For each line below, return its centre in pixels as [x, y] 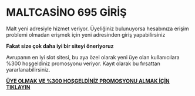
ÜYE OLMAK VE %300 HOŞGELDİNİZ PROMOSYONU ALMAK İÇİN [88, 81]
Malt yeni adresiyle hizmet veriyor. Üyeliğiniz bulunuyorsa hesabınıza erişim [97, 29]
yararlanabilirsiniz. [28, 69]
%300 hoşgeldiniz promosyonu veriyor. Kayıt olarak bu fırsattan [83, 63]
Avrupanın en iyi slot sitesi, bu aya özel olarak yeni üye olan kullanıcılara [93, 57]
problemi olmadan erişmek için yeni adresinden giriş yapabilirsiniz [86, 34]
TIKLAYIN [18, 87]
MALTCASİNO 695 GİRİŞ [67, 13]
